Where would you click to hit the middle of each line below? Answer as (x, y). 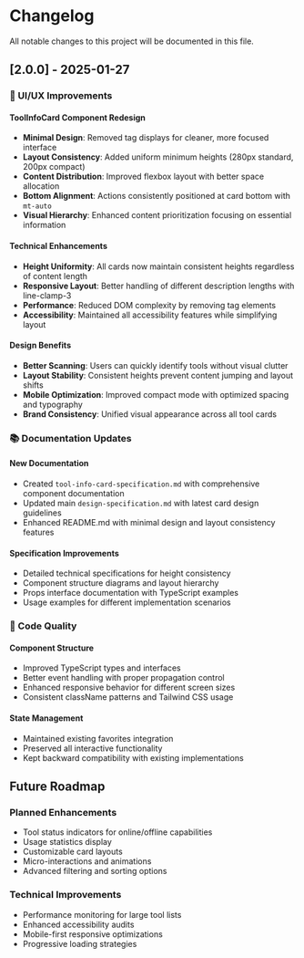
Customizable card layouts (72, 852)
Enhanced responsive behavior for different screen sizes (129, 687)
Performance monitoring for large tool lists (102, 914)
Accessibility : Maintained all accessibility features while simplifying (150, 315)
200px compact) (54, 167)
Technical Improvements (66, 895)
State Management (46, 718)
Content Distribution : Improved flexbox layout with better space (143, 177)
